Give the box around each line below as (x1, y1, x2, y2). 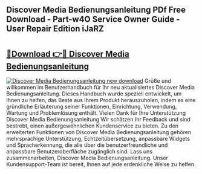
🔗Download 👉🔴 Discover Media (6, 48, 129, 59)
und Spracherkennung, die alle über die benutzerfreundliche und (6, 141, 168, 149)
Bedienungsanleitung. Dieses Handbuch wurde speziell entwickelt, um (6, 90, 182, 97)
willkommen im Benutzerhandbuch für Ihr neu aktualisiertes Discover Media (6, 84, 195, 91)
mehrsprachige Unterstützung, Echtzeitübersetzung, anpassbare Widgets (6, 135, 191, 142)
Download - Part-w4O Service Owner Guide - (6, 14, 180, 25)
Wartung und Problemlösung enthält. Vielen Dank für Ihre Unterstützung (6, 109, 186, 117)
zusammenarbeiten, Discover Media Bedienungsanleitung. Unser (6, 154, 168, 161)
